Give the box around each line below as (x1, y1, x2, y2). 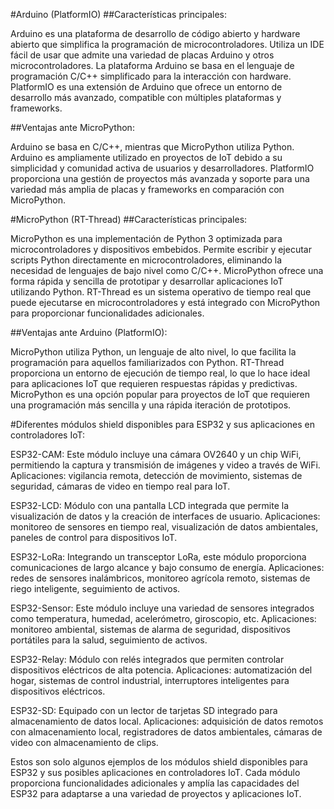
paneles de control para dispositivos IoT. (10, 532, 178, 543)
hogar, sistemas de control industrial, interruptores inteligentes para (10, 675, 290, 686)
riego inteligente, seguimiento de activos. (10, 583, 181, 594)
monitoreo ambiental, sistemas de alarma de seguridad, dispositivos (10, 624, 291, 635)
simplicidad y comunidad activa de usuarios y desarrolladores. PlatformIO (10, 162, 315, 174)
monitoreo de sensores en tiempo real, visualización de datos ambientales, (10, 521, 319, 533)
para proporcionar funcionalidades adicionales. (10, 307, 205, 319)
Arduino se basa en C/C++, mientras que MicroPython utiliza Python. (10, 141, 295, 153)
